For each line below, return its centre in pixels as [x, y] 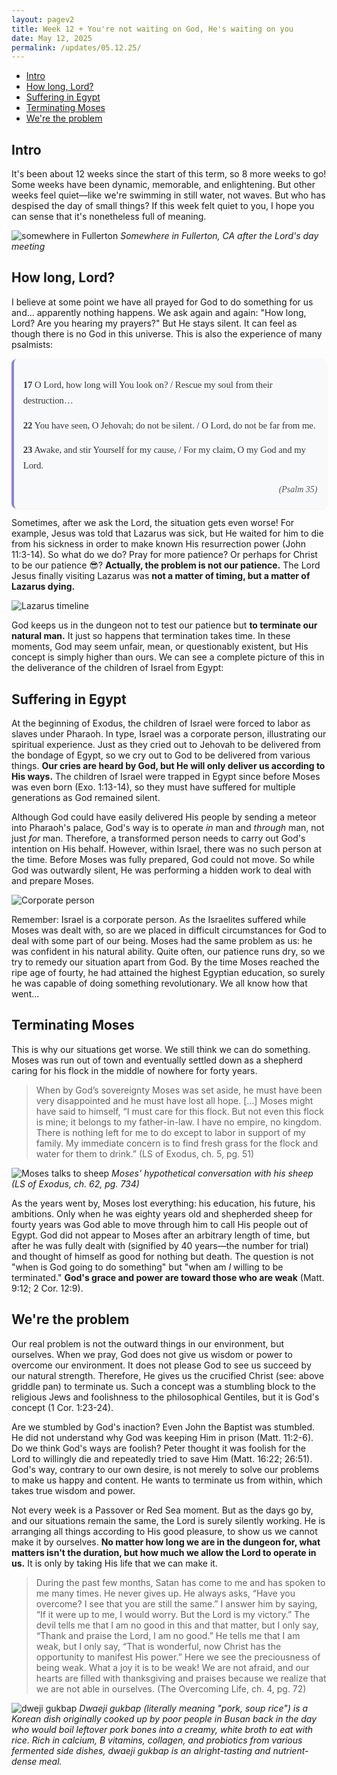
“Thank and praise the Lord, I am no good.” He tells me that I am [168, 1635]
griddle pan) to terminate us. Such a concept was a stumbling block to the [163, 1386]
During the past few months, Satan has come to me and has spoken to [180, 1582]
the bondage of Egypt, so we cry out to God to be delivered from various [161, 755]
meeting [28, 247]
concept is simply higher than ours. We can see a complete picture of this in [168, 657]
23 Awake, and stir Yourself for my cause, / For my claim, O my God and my [164, 450]
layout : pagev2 [43, 19]
